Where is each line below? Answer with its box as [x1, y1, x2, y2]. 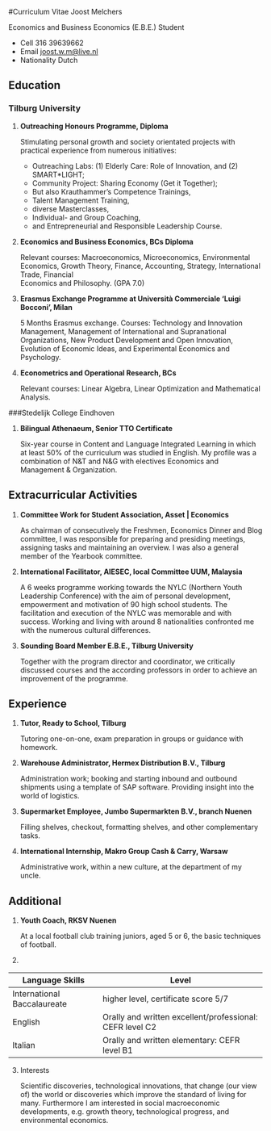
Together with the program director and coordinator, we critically [19, 656, 236, 666]
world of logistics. [19, 791, 80, 801]
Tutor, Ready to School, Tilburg [19, 718, 127, 728]
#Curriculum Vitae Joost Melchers [8, 7, 123, 16]
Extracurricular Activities [8, 488, 138, 502]
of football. [19, 940, 56, 949]
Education [8, 78, 61, 92]
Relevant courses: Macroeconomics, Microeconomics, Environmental [19, 252, 251, 262]
